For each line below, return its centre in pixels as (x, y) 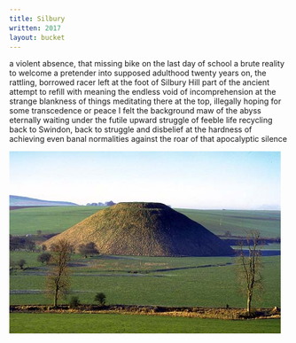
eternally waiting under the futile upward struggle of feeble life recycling (141, 121)
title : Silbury (37, 19)
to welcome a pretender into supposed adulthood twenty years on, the (138, 73)
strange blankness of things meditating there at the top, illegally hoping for (145, 101)
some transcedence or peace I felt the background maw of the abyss (135, 111)
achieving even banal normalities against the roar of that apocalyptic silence (148, 139)
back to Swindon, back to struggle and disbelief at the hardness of (131, 129)
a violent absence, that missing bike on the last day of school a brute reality (147, 64)
